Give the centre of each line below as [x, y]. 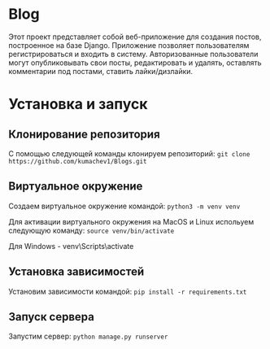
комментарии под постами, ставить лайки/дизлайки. [101, 71]
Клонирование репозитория [84, 134]
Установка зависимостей [76, 272]
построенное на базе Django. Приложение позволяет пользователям [129, 45]
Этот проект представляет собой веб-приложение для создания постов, [135, 37]
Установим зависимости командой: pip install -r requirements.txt [128, 291]
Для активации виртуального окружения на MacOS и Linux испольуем [131, 221]
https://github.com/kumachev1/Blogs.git [78, 161]
